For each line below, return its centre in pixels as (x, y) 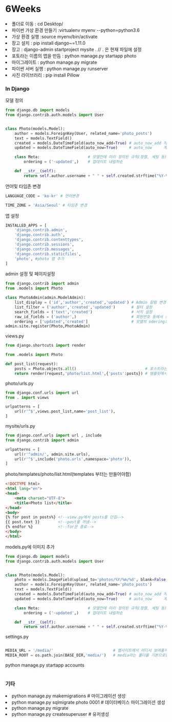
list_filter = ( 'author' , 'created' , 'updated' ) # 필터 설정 (83, 307)
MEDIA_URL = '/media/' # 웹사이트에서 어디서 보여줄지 (87, 651)
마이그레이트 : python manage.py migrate (55, 62)
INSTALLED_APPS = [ (26, 225)
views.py (15, 336)
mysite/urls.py (20, 426)
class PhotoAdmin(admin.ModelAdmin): (46, 298)
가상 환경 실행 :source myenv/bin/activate (55, 36)
